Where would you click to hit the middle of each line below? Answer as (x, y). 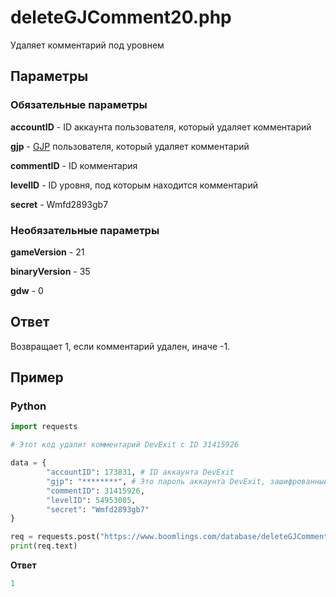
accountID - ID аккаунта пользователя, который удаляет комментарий (161, 127)
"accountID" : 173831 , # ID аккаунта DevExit (140, 472)
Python (28, 406)
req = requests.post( (55, 537)
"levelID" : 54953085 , (91, 500)
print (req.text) (44, 546)
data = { (28, 463)
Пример (37, 377)
